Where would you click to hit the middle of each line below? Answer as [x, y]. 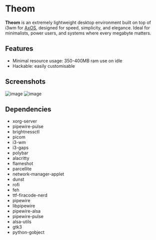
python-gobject [28, 233]
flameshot [23, 164]
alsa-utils [22, 222]
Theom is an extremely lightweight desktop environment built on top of [78, 22]
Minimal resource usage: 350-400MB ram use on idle [67, 61]
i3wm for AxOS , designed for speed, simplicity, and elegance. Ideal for [78, 27]
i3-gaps [20, 148]
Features [19, 49]
